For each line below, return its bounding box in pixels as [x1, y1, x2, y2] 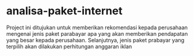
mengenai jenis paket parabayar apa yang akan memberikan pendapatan [6, 30, 189, 37]
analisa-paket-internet [6, 4, 123, 18]
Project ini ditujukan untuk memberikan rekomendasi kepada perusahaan [6, 24, 188, 31]
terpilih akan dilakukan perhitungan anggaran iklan [6, 43, 132, 50]
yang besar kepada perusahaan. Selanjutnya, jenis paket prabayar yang [6, 36, 185, 43]
